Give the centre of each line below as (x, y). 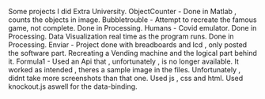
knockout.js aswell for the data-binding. (73, 86)
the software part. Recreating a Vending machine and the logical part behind (132, 53)
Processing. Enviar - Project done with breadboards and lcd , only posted (128, 45)
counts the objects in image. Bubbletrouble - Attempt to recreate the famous (132, 20)
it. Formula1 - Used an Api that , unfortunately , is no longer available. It (124, 61)
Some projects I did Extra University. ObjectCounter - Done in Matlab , (123, 11)
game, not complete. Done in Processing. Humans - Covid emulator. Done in (132, 28)
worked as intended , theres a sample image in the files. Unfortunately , (125, 70)
